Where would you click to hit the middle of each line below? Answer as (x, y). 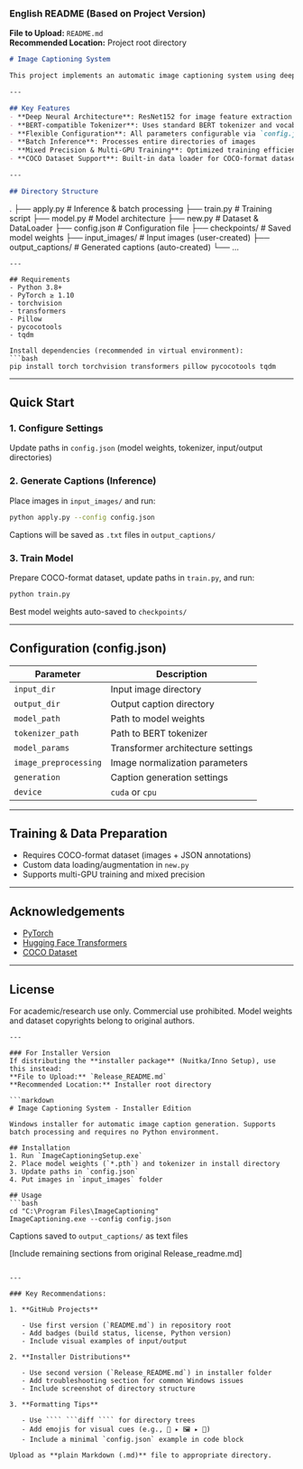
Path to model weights (158, 719)
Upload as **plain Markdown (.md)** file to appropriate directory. (141, 1455)
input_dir (35, 689)
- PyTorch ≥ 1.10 (42, 295)
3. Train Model (41, 558)
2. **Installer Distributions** (70, 1357)
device (28, 792)
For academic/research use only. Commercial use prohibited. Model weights (151, 1012)
